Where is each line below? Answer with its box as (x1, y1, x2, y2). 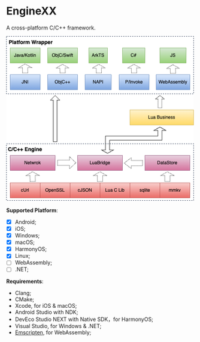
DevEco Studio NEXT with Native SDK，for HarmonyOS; (14, 316, 154, 323)
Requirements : (6, 278, 44, 285)
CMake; (14, 296, 35, 303)
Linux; (14, 252, 31, 260)
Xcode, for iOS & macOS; (14, 302, 77, 310)
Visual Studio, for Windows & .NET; (14, 323, 102, 330)
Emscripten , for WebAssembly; (14, 329, 92, 336)
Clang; (14, 290, 32, 297)
